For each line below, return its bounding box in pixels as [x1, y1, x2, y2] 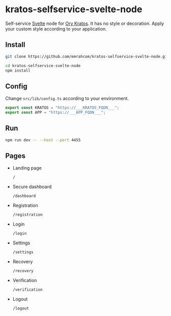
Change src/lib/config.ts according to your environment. [5, 96, 129, 102]
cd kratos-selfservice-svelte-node [5, 63, 81, 68]
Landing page [12, 165, 42, 171]
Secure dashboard [12, 184, 52, 190]
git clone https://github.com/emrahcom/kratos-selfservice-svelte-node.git [5, 54, 169, 59]
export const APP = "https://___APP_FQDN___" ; [5, 110, 106, 115]
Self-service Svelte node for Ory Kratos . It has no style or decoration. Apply [5, 20, 164, 26]
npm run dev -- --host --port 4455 [5, 137, 81, 143]
